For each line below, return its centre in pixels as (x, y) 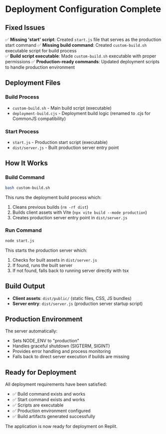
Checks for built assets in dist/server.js (55, 260)
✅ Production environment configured (51, 411)
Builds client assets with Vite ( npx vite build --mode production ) (80, 212)
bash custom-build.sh (28, 188)
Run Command (23, 230)
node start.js (20, 241)
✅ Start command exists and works (49, 400)
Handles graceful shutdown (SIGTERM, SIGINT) (61, 346)
